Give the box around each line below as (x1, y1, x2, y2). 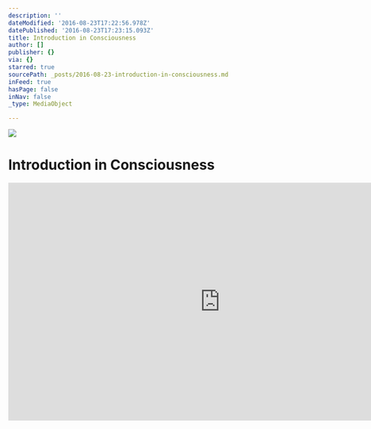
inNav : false (8, 93, 52, 101)
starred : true (8, 63, 55, 71)
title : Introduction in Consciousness (8, 33, 136, 42)
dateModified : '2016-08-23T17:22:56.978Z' (8, 19, 151, 27)
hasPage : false (8, 85, 59, 94)
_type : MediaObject (8, 100, 73, 108)
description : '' (8, 11, 62, 20)
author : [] (8, 41, 44, 49)
